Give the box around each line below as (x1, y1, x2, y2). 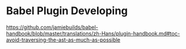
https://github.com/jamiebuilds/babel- (6, 24, 98, 31)
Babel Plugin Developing (6, 4, 128, 18)
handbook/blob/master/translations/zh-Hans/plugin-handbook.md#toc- (6, 30, 181, 37)
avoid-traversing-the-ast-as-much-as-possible (6, 36, 121, 43)
